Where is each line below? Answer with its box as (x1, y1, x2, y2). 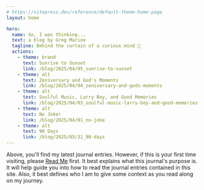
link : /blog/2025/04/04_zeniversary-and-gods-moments (22, 83, 163, 89)
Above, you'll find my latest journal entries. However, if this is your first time (6, 151, 197, 158)
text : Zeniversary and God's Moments (22, 77, 119, 83)
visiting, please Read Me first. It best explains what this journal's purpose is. (6, 158, 197, 164)
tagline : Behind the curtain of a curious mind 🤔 (12, 43, 140, 49)
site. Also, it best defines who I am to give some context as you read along (6, 170, 194, 178)
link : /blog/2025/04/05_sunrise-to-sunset (22, 66, 133, 72)
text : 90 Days (22, 128, 59, 135)
